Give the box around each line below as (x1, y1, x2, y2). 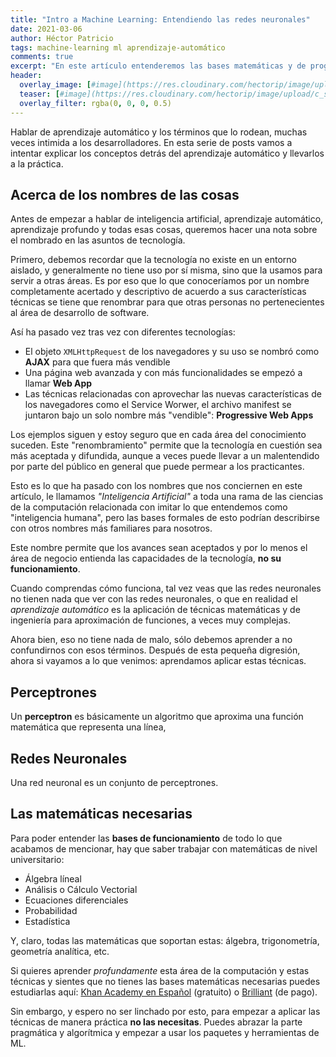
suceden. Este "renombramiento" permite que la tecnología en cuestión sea (10, 439, 323, 451)
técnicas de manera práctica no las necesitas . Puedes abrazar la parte (10, 1016, 303, 1028)
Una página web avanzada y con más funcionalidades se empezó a (24, 367, 303, 379)
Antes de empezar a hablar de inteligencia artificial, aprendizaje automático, (10, 213, 324, 225)
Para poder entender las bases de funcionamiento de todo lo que (10, 832, 283, 844)
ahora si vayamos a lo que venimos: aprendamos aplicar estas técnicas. (10, 655, 307, 667)
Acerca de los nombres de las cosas (10, 186, 240, 203)
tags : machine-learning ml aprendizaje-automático (10, 42, 226, 53)
